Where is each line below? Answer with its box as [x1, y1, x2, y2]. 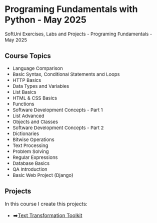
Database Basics [12, 160, 50, 166]
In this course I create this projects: [4, 200, 88, 207]
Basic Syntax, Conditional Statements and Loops [12, 71, 120, 77]
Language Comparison [12, 65, 63, 71]
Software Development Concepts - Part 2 [12, 124, 104, 131]
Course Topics [4, 51, 51, 60]
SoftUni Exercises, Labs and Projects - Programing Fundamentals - [4, 30, 152, 37]
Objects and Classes [12, 118, 58, 125]
